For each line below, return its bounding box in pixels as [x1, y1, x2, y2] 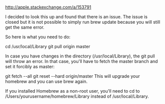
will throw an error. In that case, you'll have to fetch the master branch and [5, 58, 158, 64]
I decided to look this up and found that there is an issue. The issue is [5, 14, 148, 19]
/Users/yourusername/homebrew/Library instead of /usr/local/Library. [5, 94, 149, 99]
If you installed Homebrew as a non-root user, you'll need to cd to [5, 88, 140, 94]
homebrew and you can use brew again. [5, 79, 88, 84]
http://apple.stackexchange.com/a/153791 [5, 4, 91, 10]
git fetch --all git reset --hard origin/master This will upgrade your [5, 73, 141, 79]
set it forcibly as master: [5, 64, 55, 69]
